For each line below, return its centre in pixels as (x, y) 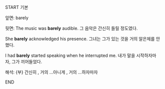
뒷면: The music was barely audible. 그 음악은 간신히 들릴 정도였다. (71, 28)
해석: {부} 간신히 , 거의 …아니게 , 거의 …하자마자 (52, 72)
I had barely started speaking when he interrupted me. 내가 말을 (70, 55)
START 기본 (17, 7)
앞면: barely (17, 18)
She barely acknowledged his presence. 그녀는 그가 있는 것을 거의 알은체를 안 (82, 39)
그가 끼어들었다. (27, 62)
